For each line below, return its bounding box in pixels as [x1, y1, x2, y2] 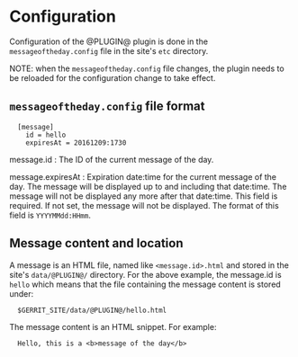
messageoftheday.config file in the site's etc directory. [9, 45, 209, 56]
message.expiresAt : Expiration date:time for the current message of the [9, 171, 277, 182]
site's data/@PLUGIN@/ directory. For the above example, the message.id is [9, 269, 282, 280]
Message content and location [9, 236, 184, 251]
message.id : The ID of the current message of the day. [9, 154, 214, 165]
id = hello [25, 130, 67, 139]
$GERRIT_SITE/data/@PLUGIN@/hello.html [17, 306, 167, 315]
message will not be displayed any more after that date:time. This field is [9, 191, 278, 201]
